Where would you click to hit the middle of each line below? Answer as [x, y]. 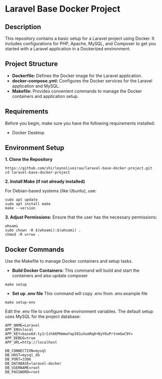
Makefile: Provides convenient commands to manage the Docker [77, 91]
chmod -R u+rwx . [22, 235]
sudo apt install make [28, 204]
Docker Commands [35, 249]
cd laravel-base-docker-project [37, 173]
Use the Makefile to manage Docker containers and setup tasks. [69, 261]
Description [23, 27]
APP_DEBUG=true [20, 338]
